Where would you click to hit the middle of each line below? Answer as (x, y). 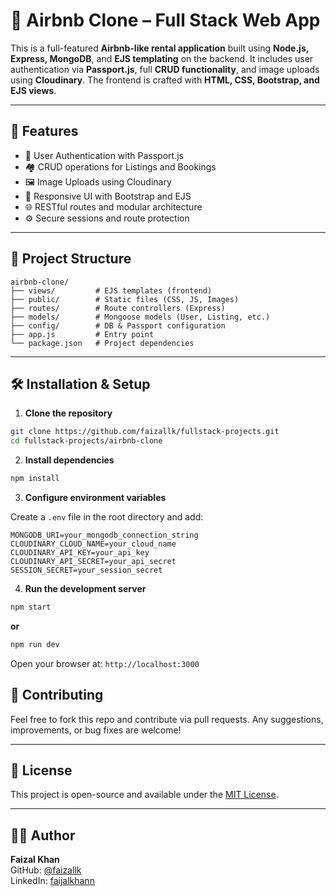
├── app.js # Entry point (82, 334)
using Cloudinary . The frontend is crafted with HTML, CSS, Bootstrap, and (165, 80)
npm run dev (35, 644)
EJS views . (33, 90)
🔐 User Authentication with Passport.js (104, 155)
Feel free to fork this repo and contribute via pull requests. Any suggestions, (167, 719)
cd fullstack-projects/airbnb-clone (86, 441)
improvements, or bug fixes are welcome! (96, 730)
